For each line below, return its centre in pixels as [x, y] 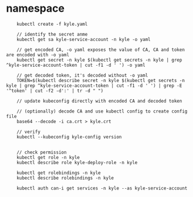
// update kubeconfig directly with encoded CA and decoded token [99, 101]
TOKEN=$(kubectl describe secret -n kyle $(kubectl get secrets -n [101, 80]
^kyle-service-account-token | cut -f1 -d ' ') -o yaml [76, 65]
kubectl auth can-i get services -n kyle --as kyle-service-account [102, 188]
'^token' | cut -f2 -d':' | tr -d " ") [55, 91]
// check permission [42, 152]
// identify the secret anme [52, 34]
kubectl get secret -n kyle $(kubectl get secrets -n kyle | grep [99, 60]
